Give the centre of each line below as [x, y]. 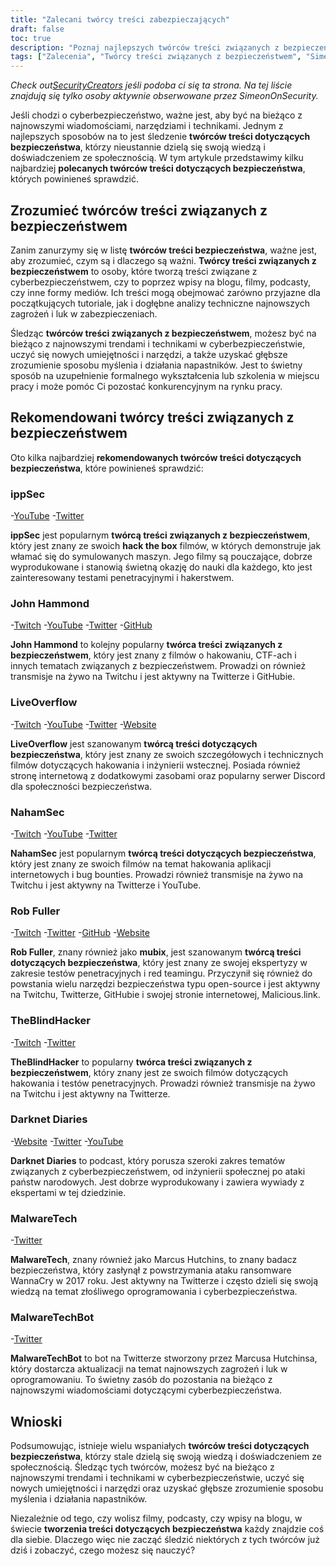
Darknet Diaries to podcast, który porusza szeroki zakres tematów [148, 1160]
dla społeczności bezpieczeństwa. [81, 786]
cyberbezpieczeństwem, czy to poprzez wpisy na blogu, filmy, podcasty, [161, 282]
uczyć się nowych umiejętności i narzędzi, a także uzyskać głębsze [149, 354]
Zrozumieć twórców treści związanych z [139, 210]
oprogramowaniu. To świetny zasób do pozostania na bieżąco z [141, 1380]
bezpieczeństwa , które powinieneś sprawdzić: [107, 468]
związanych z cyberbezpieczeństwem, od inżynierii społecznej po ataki [158, 1171]
